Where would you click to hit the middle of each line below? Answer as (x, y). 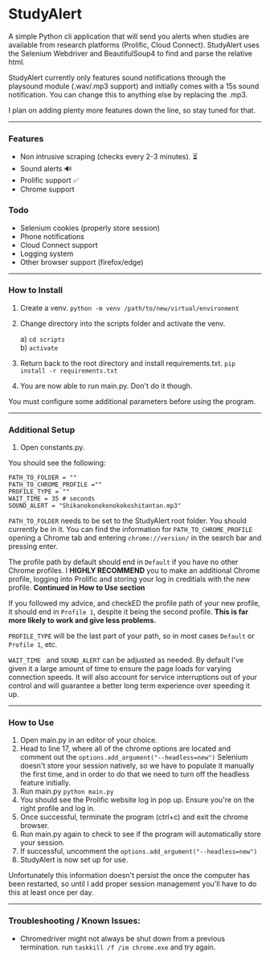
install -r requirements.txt (69, 371)
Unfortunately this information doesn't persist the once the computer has (129, 876)
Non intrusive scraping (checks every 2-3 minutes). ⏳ (109, 157)
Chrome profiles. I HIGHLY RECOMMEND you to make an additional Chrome (134, 571)
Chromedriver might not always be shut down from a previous (123, 938)
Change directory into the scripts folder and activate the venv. (123, 323)
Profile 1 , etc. (33, 645)
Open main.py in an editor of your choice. (89, 740)
